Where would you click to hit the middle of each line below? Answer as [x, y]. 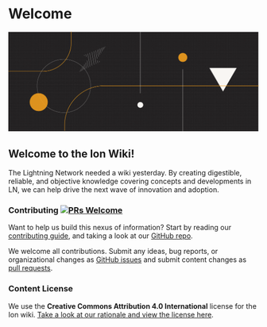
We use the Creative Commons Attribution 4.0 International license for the [132, 306]
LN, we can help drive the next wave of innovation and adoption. [114, 190]
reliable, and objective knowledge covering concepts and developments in [130, 181]
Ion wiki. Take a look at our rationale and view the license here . [111, 314]
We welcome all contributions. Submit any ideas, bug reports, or [113, 252]
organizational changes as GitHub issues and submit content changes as [128, 260]
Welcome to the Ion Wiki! [72, 154]
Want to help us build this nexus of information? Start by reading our [120, 228]
